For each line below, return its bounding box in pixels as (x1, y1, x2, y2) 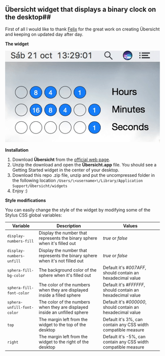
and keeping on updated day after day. (5, 31, 83, 37)
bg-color (7, 274, 26, 278)
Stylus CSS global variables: (5, 212, 62, 218)
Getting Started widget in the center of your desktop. (12, 167, 119, 173)
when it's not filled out (38, 258, 84, 264)
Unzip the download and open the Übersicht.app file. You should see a (12, 162, 157, 167)
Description (56, 223, 81, 229)
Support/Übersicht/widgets (12, 183, 68, 189)
